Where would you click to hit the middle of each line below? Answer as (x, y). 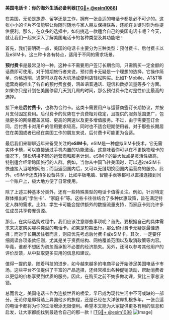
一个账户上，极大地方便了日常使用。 (43, 181)
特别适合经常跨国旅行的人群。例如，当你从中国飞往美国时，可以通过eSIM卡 (83, 162)
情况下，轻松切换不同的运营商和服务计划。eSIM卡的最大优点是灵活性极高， (83, 156)
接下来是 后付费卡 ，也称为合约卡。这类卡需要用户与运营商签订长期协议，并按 (84, 107)
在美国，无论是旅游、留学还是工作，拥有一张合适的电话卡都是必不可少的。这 (84, 19)
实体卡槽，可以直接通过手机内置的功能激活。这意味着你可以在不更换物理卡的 (84, 150)
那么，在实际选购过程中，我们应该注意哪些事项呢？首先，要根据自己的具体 (82, 221)
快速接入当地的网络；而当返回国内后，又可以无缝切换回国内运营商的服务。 (82, 169)
